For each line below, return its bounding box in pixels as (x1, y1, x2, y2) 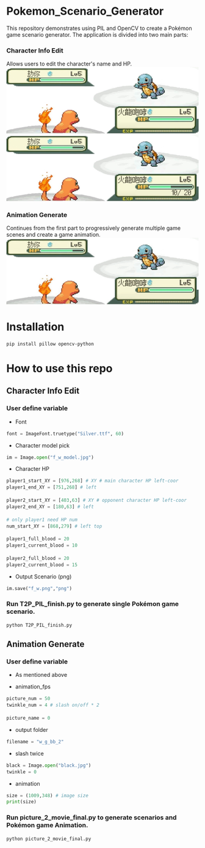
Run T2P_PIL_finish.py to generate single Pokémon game (6, 600, 179, 608)
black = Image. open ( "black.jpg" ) (6, 762, 92, 769)
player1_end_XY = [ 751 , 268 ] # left (6, 484, 97, 490)
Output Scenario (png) (15, 573, 72, 580)
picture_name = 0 (6, 715, 51, 721)
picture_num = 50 (6, 696, 51, 702)
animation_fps (15, 683, 51, 690)
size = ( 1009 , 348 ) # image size (6, 792, 88, 798)
